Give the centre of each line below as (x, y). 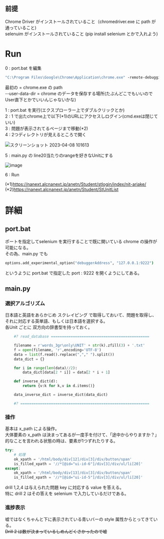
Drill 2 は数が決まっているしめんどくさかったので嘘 (56, 531)
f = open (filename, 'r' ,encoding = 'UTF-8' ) (58, 350)
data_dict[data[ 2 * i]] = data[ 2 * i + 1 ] (66, 372)
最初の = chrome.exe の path (34, 87)
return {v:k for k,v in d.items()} (59, 386)
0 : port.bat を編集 (23, 68)
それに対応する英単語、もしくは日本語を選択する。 (56, 321)
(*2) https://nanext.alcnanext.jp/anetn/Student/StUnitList (62, 189)
